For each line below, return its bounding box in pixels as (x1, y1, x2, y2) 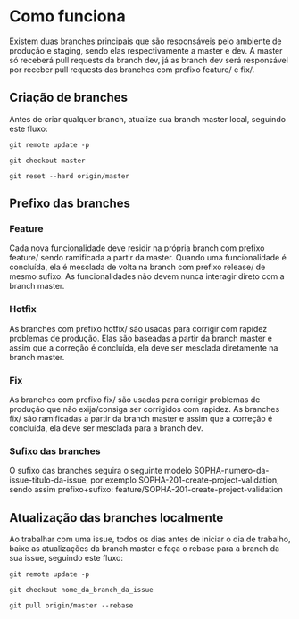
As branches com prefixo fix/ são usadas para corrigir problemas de (9, 394, 261, 405)
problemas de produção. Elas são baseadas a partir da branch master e (9, 333, 273, 343)
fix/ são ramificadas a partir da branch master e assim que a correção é (9, 413, 273, 425)
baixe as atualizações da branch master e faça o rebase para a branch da (9, 543, 279, 554)
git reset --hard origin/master (9, 171, 129, 180)
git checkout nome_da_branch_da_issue (9, 586, 154, 595)
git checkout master (9, 156, 87, 165)
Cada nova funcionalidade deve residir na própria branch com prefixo (9, 243, 265, 253)
